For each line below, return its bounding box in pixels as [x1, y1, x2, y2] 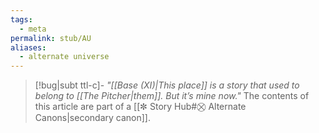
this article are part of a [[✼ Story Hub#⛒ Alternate [34, 101, 247, 113]
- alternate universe [19, 52, 110, 62]
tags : [10, 14, 33, 25]
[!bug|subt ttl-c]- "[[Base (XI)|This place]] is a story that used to [34, 79, 300, 91]
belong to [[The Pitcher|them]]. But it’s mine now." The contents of [34, 90, 310, 102]
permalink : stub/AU [10, 33, 92, 43]
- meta [19, 24, 47, 34]
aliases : [10, 42, 47, 53]
